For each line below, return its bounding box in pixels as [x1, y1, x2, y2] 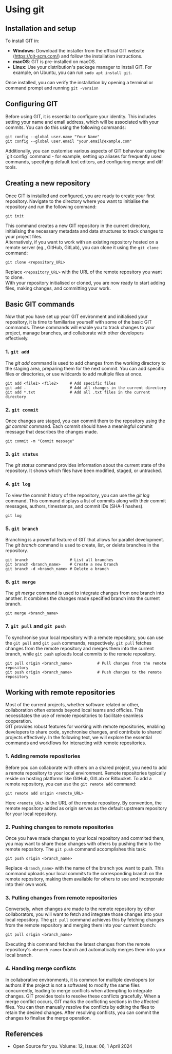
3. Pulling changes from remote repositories [5, 894, 118, 901]
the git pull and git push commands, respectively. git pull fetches [5, 639, 152, 646]
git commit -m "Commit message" [5, 439, 74, 444]
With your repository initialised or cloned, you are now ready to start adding [5, 279, 165, 286]
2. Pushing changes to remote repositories [5, 823, 114, 831]
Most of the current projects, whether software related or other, [5, 702, 140, 708]
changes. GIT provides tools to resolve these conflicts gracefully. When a [5, 993, 161, 999]
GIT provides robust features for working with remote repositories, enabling [5, 723, 165, 730]
